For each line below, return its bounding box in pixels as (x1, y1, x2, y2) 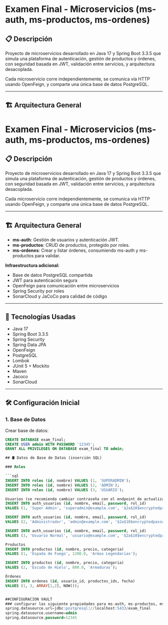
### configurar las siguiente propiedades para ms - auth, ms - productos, (5, 601, 157, 607)
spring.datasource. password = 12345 (5, 616, 77, 621)
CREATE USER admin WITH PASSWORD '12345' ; (5, 442, 95, 447)
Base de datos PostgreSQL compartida (12, 272, 93, 278)
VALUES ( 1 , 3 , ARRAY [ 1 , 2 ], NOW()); (5, 583, 79, 588)
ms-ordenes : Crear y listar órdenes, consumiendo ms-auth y (12, 247, 138, 253)
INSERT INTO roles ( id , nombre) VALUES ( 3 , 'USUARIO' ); (5, 487, 124, 493)
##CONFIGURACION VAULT (5, 597, 52, 602)
